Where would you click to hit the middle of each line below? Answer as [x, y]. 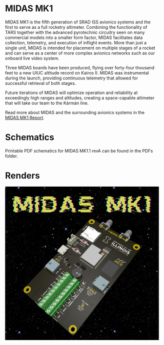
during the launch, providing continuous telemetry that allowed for [72, 78]
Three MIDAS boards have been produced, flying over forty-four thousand [80, 67]
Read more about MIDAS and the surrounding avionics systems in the [75, 112]
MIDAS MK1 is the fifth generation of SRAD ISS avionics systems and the [78, 22]
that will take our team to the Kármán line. [47, 103]
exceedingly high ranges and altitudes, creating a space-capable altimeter [80, 97]
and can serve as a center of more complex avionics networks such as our [80, 53]
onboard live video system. [32, 58]
